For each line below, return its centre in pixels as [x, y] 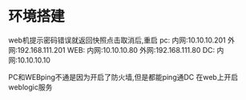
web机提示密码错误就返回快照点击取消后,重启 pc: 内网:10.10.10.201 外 [121, 40]
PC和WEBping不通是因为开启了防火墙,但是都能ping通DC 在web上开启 [123, 77]
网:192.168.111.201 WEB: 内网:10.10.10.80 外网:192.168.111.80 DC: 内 [116, 50]
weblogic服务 [30, 87]
